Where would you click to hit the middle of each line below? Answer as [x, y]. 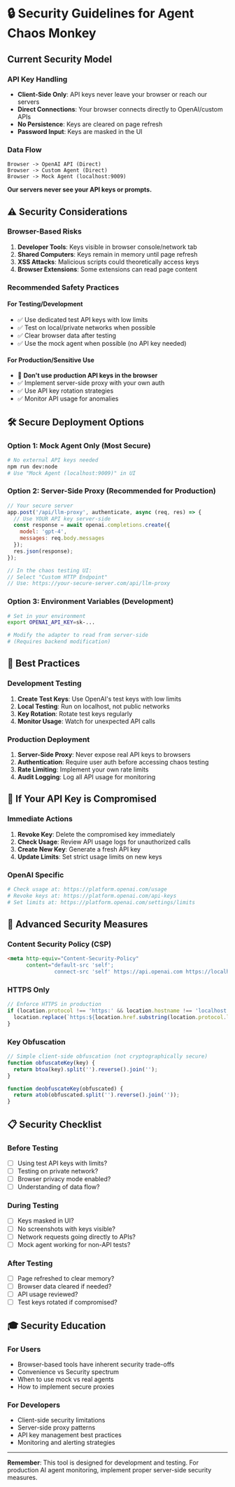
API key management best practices [70, 1435]
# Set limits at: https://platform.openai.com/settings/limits [101, 902]
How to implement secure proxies [66, 1387]
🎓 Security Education [57, 1325]
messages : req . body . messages [62, 538]
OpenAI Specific [36, 875]
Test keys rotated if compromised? [67, 1303]
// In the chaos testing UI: [50, 570]
